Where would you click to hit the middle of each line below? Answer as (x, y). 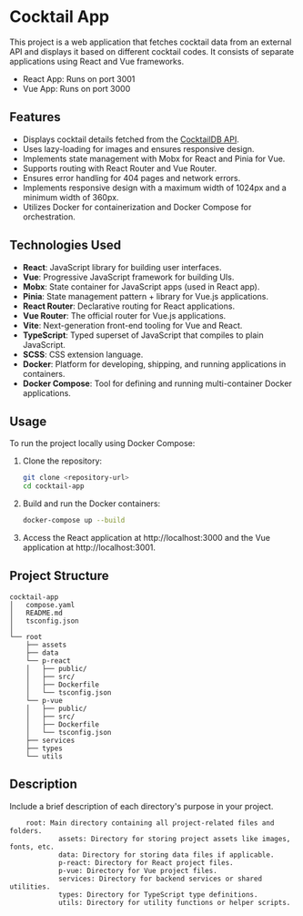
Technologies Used (65, 245)
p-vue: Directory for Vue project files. (138, 870)
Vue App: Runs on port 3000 (76, 88)
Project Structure (59, 576)
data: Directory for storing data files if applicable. (166, 855)
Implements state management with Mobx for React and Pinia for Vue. (154, 158)
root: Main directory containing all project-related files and (150, 823)
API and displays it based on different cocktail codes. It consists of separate (152, 51)
